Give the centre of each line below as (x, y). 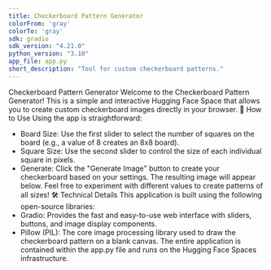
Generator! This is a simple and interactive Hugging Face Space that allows (134, 100)
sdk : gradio (28, 39)
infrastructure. (44, 258)
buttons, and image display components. (88, 224)
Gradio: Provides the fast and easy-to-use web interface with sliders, (136, 215)
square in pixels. (48, 159)
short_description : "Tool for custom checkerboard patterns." (116, 69)
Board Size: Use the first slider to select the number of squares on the (137, 133)
